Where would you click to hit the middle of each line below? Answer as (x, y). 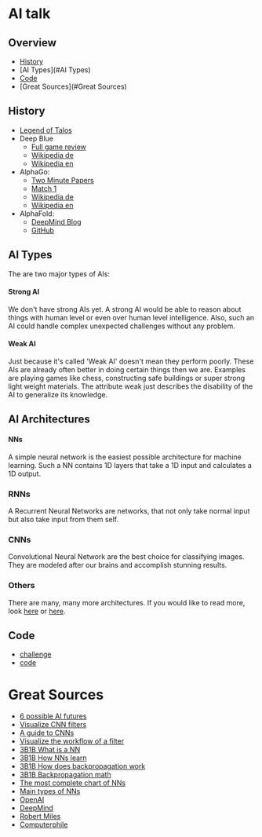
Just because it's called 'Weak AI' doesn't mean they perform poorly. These (131, 361)
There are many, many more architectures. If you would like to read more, (127, 602)
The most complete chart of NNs (73, 783)
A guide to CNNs (47, 733)
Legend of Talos (45, 130)
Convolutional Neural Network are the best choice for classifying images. (126, 557)
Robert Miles (40, 817)
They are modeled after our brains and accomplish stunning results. (118, 565)
